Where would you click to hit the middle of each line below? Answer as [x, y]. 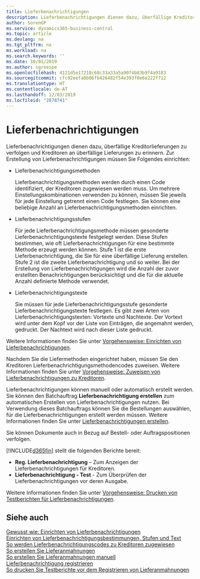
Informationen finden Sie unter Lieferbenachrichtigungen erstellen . [88, 421]
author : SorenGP [26, 23]
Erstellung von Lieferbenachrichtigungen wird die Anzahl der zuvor [97, 268]
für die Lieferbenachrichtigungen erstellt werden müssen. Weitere [87, 415]
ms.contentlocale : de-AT [37, 89]
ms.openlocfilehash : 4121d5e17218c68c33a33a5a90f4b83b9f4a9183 [86, 73]
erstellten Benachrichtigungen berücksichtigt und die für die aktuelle [99, 275]
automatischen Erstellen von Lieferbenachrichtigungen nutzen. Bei [88, 402]
